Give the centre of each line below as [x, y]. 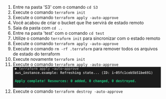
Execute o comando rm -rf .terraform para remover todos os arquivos [85, 49]
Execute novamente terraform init [49, 59]
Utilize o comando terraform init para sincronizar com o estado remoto [86, 38]
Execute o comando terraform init [49, 12]
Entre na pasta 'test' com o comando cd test [59, 33]
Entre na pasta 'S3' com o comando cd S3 [55, 7]
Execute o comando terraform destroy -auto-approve [68, 91]
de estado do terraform [36, 54]
